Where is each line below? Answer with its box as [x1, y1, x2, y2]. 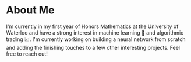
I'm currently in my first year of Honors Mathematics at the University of [6, 23, 179, 30]
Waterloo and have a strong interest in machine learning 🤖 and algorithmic [6, 29, 184, 36]
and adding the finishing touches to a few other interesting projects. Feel [6, 44, 181, 51]
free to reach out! [6, 50, 48, 57]
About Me [6, 4, 55, 17]
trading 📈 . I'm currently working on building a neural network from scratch [6, 36, 186, 43]
